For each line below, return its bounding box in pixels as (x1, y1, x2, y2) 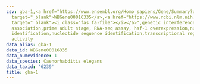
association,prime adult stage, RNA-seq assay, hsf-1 (11, 25, 148, 31)
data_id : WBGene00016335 (6, 47, 68, 53)
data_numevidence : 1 (6, 53, 58, 59)
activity (11, 36, 33, 42)
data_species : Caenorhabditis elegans (6, 58, 102, 64)
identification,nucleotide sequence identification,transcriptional (11, 31, 185, 37)
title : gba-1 (6, 69, 39, 75)
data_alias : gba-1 (6, 42, 52, 48)
